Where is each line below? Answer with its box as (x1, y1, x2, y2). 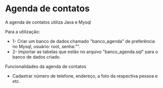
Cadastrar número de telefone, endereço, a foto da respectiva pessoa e (12, 73, 158, 79)
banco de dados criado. (12, 54, 61, 59)
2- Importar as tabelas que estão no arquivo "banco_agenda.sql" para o (12, 49, 159, 55)
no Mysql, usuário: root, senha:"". (12, 43, 80, 49)
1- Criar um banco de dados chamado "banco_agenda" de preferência (12, 38, 155, 44)
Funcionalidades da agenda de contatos (5, 63, 87, 69)
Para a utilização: (5, 29, 40, 34)
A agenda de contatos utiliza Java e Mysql (5, 19, 91, 25)
